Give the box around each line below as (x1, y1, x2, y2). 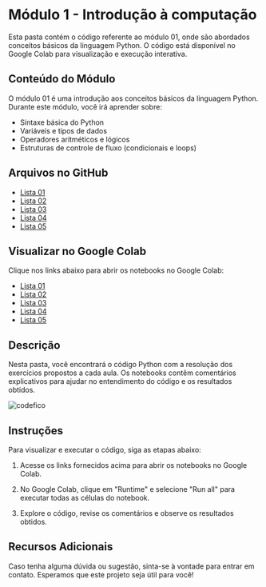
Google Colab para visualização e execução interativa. (8, 49, 188, 58)
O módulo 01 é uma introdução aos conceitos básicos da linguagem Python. (8, 94, 259, 103)
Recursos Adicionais (8, 540, 113, 553)
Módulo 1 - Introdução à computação (8, 6, 257, 24)
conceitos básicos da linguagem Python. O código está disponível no (8, 40, 236, 50)
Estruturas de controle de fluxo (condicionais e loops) (19, 142, 197, 153)
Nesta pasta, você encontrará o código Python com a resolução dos (8, 360, 233, 369)
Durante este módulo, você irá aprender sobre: (8, 102, 162, 111)
